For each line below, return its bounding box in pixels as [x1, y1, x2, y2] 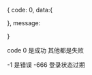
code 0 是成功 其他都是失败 [7, 46, 84, 54]
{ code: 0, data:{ [7, 6, 53, 14]
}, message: [7, 19, 41, 27]
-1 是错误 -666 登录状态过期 [7, 61, 85, 69]
